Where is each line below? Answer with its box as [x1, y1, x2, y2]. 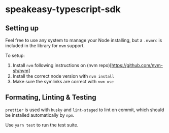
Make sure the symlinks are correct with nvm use [12, 79, 114, 84]
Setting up [5, 24, 39, 32]
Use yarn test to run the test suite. [5, 122, 79, 128]
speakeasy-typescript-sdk [5, 4, 121, 15]
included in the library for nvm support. [5, 43, 85, 49]
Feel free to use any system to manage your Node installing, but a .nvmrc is [5, 37, 162, 43]
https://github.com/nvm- [111, 62, 163, 68]
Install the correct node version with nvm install [12, 73, 115, 79]
